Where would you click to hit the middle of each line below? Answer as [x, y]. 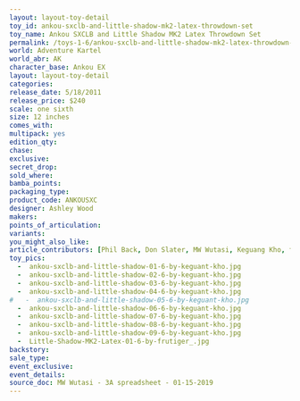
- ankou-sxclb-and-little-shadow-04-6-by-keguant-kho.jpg [129, 291]
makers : [24, 217]
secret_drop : [33, 167]
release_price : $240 [48, 100]
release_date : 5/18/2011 [55, 92]
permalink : [29, 42]
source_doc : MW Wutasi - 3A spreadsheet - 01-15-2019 [112, 383]
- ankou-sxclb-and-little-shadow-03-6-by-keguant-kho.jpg [129, 283]
